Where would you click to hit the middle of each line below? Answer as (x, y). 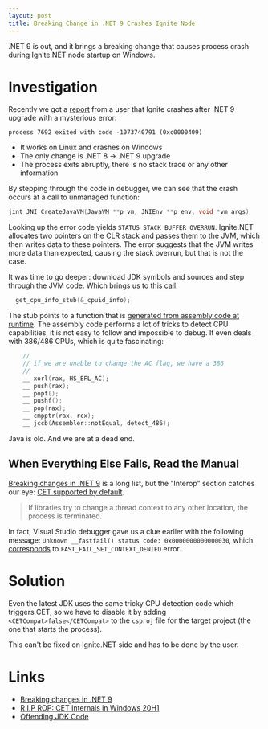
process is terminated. (65, 516)
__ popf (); (41, 393)
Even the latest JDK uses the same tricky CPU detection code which (121, 603)
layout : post (30, 16)
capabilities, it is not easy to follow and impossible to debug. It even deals (130, 333)
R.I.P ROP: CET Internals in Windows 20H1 (89, 707)
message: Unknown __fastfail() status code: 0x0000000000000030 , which (131, 540)
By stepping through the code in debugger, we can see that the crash (123, 189)
